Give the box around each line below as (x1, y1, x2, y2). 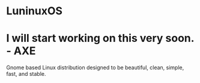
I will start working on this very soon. (6, 32, 194, 45)
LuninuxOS (6, 4, 63, 18)
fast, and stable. (6, 70, 46, 78)
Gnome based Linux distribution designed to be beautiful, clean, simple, (6, 64, 184, 71)
